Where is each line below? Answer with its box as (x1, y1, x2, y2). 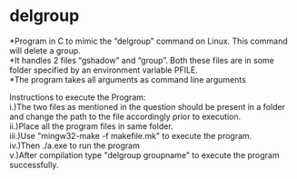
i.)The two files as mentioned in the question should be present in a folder (9, 101, 286, 112)
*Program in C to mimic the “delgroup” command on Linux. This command (9, 35, 288, 46)
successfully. (9, 159, 59, 170)
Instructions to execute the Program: (9, 92, 146, 103)
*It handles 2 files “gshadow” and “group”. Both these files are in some (9, 55, 274, 65)
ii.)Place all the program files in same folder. (9, 120, 174, 132)
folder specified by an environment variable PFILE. (9, 65, 198, 75)
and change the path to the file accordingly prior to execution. (9, 111, 242, 122)
